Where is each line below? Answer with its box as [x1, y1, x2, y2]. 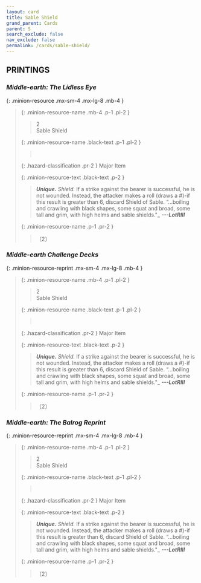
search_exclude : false [6, 31, 63, 37]
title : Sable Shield [6, 15, 59, 21]
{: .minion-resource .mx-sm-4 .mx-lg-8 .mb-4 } [6, 97, 124, 104]
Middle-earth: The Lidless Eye [6, 83, 97, 91]
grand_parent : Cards [6, 20, 59, 26]
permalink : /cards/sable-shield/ [6, 43, 91, 49]
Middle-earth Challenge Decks [6, 250, 99, 259]
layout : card [6, 8, 39, 15]
